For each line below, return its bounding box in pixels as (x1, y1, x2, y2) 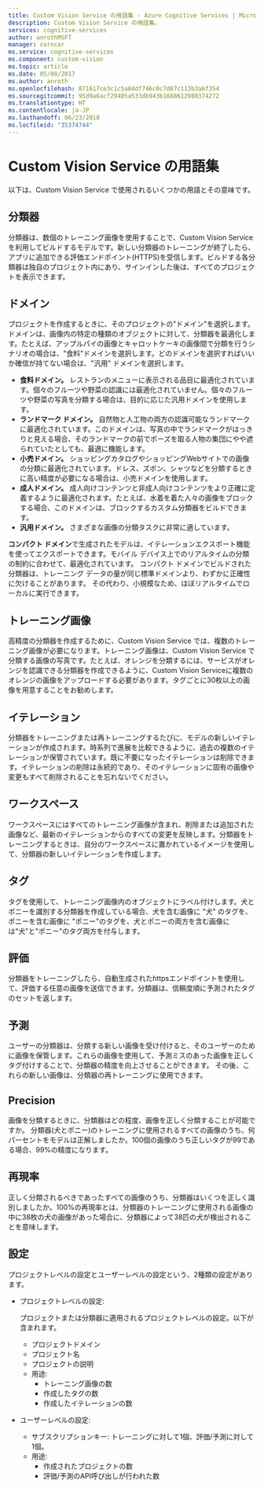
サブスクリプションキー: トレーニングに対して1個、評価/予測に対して (31, 1431, 254, 1441)
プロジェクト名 (31, 1349, 80, 1358)
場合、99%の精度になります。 (14, 1145, 112, 1154)
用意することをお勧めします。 (21, 685, 118, 695)
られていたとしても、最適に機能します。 (19, 444, 149, 454)
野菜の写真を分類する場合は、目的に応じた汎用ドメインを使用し (33, 395, 240, 405)
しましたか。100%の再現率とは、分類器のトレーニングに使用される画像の (14, 1202, 254, 1211)
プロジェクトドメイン (31, 1339, 101, 1349)
